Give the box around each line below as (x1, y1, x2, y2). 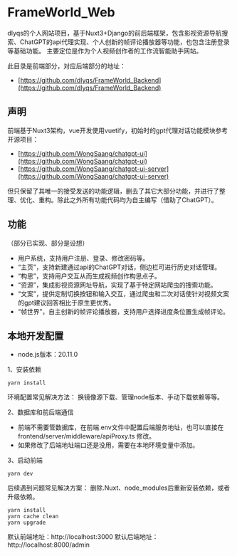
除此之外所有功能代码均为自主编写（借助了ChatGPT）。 (56, 195, 218, 204)
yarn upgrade (7, 519, 46, 527)
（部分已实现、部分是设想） (7, 238, 89, 247)
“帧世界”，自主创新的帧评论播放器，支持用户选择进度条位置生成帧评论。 (17, 307, 230, 315)
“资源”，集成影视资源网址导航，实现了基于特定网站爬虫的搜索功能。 (17, 280, 217, 289)
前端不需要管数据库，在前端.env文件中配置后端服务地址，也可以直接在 (17, 423, 224, 431)
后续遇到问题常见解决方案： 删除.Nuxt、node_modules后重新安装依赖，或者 (7, 483, 230, 492)
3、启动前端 (7, 456, 43, 465)
